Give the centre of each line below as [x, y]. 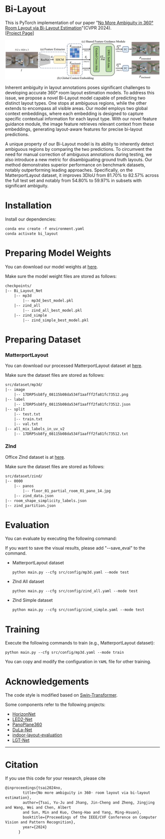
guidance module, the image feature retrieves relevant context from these [80, 124]
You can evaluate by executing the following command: [61, 538]
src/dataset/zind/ [24, 476]
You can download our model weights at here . [52, 267]
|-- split [15, 409]
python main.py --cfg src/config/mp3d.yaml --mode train [65, 653]
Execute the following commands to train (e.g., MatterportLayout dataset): [80, 643]
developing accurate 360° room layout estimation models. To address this [80, 92]
